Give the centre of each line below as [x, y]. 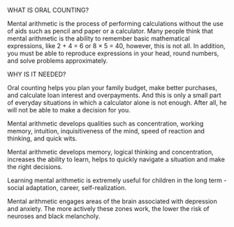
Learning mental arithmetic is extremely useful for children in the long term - [117, 180]
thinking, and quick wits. [42, 138]
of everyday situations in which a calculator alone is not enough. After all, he [117, 103]
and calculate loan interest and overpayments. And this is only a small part [114, 95]
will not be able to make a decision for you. [69, 110]
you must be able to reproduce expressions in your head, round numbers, [113, 53]
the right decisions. [35, 167]
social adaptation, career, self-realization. [67, 188]
